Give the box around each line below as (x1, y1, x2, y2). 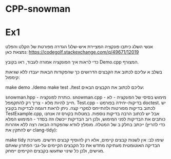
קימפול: (5, 74, 20, 81)
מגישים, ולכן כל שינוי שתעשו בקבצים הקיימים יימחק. (5, 148, 105, 154)
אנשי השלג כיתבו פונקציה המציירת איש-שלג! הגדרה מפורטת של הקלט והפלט (5, 44, 153, 50)
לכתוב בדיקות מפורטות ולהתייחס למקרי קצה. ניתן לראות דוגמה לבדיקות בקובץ (5, 105, 156, 111)
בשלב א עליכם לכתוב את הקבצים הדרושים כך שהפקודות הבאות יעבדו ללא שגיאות (5, 69, 163, 75)
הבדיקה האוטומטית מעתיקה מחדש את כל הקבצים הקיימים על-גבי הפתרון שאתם (5, 142, 160, 149)
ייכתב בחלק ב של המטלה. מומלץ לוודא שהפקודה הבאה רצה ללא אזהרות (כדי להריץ (5, 122, 165, 128)
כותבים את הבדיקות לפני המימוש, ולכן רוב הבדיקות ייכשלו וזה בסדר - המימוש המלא (5, 116, 166, 122)
